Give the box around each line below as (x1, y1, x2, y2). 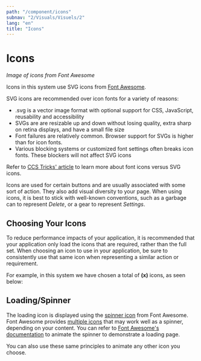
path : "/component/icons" (6, 8, 71, 15)
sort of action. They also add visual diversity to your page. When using (6, 188, 182, 195)
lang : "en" (6, 20, 34, 26)
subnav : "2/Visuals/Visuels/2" (6, 14, 85, 21)
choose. (6, 348, 27, 356)
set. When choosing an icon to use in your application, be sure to (6, 247, 168, 254)
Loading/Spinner (6, 295, 71, 305)
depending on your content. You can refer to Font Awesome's (6, 324, 159, 331)
